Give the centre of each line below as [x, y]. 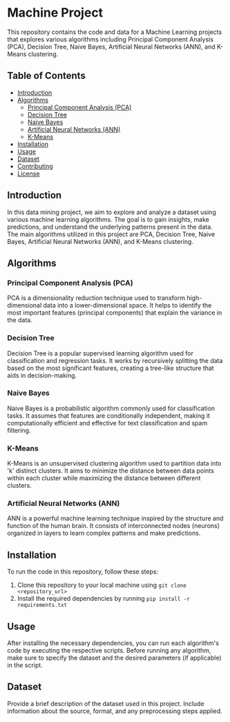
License [28, 173]
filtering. [19, 430]
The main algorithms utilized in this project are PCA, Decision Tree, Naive [111, 234]
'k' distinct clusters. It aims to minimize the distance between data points [111, 471]
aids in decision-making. [42, 375]
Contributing [35, 166]
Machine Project [55, 13]
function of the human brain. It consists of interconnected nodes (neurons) [113, 526]
